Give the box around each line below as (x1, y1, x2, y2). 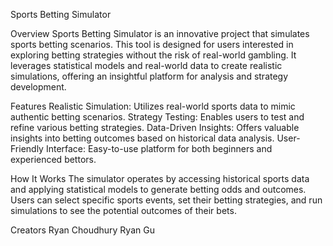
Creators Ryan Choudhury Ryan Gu (10, 224, 155, 236)
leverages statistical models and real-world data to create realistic (10, 60, 283, 71)
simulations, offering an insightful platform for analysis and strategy (10, 70, 289, 82)
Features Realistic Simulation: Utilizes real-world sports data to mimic (10, 100, 296, 112)
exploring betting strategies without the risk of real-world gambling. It (10, 49, 297, 61)
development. (10, 81, 67, 93)
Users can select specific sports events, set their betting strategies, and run (10, 194, 323, 206)
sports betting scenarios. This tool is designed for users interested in (10, 39, 294, 50)
